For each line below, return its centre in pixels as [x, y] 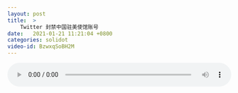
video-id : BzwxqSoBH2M [41, 46]
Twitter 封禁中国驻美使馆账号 [59, 27]
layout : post [27, 14]
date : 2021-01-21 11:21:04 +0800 [60, 33]
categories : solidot [38, 40]
